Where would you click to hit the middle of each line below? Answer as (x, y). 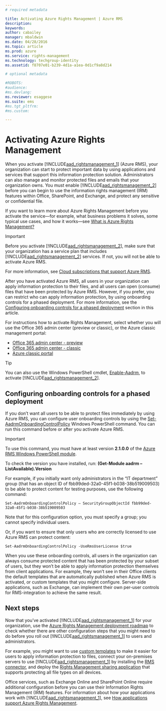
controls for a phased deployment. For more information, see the (71, 302)
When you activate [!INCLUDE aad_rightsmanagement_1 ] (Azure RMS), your (82, 164)
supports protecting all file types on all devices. (54, 672)
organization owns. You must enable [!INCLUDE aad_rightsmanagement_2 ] (81, 185)
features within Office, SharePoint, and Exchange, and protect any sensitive (82, 196)
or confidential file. (24, 201)
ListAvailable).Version (28, 469)
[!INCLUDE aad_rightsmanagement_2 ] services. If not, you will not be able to (83, 256)
